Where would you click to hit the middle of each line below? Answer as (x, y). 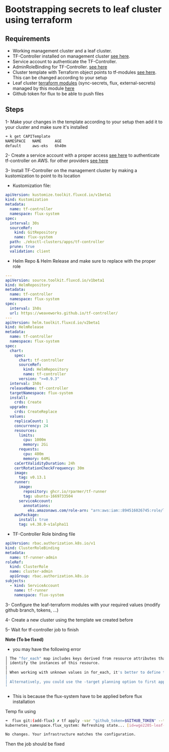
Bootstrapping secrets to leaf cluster (83, 9)
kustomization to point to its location (43, 176)
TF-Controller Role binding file (44, 534)
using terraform (39, 20)
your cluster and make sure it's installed (47, 127)
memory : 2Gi (36, 445)
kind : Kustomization (27, 200)
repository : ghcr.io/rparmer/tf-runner (65, 492)
